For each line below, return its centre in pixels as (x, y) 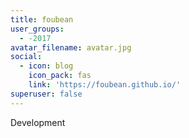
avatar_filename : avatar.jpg (71, 47)
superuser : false (46, 94)
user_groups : (37, 29)
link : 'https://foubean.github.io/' (105, 85)
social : (26, 57)
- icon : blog (46, 66)
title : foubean (42, 19)
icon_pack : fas (60, 76)
